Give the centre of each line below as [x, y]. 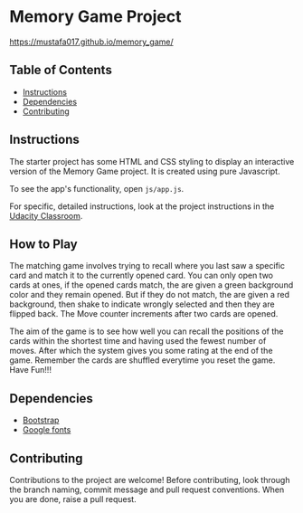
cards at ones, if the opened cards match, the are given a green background [151, 285]
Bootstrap [41, 420]
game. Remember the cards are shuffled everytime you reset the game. [142, 360]
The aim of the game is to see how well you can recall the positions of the [147, 331]
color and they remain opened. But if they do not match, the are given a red [150, 295]
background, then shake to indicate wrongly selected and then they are [142, 304]
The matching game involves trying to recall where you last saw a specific [147, 266]
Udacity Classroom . [46, 215]
